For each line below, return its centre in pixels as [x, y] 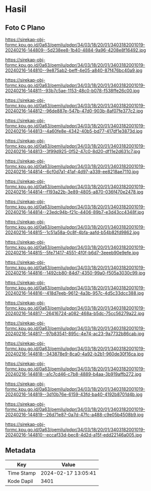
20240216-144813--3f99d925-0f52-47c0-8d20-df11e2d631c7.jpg [73, 151]
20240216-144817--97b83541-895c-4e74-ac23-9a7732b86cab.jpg [75, 333]
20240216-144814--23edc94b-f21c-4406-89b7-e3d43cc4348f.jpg [75, 212]
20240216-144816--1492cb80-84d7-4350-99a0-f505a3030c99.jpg [75, 273]
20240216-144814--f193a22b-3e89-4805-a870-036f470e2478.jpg [74, 192]
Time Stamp [22, 473]
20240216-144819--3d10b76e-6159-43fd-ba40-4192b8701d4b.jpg [74, 394]
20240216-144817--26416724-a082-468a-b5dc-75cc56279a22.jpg [75, 313]
